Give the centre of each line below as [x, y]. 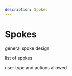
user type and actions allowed [36, 67]
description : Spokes [27, 10]
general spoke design [27, 48]
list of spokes [19, 58]
